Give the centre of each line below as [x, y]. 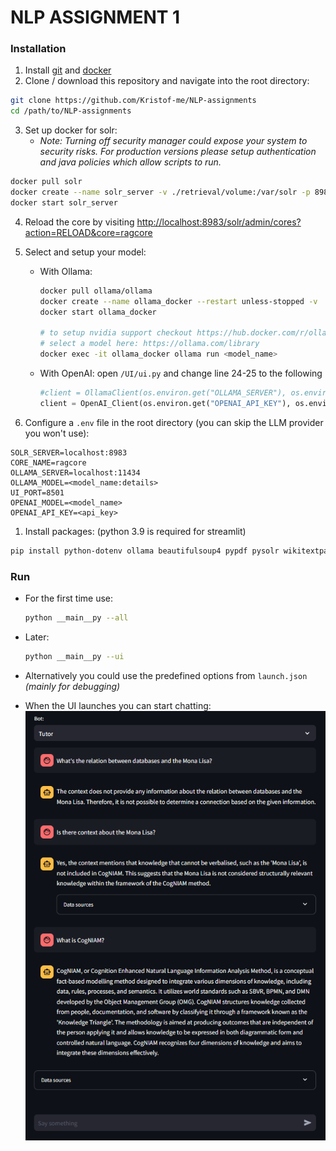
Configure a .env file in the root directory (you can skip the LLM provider [174, 422]
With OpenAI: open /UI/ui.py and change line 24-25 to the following [181, 373]
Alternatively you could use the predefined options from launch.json [166, 675]
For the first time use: [69, 598]
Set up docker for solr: [71, 130]
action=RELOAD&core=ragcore [88, 232]
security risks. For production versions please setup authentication [178, 152]
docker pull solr [46, 182]
